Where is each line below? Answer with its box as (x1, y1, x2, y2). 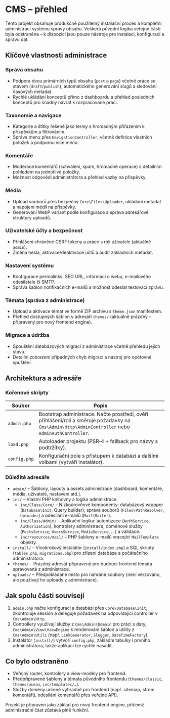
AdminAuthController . (38, 430, 90, 437)
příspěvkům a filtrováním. (12, 128, 66, 134)
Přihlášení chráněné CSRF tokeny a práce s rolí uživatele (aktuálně (12, 239, 151, 245)
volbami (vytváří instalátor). (38, 459, 104, 466)
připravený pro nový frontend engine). (12, 319, 93, 325)
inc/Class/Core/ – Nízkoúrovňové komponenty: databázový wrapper (20, 502, 163, 508)
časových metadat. (12, 88, 53, 95)
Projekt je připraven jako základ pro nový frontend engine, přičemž (5, 702, 145, 708)
